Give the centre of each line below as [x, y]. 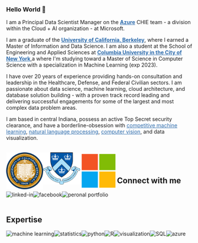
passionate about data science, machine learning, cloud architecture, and [95, 89]
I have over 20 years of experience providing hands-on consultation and [94, 77]
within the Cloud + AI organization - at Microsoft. [66, 28]
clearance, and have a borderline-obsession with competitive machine [92, 126]
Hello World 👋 [26, 9]
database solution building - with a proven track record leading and [88, 95]
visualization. [22, 138]
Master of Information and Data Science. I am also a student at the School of [99, 46]
